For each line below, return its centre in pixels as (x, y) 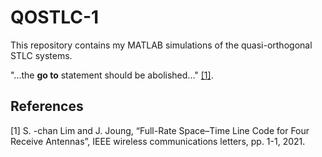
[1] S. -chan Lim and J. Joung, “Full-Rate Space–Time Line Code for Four (160, 130)
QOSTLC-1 (55, 17)
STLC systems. (41, 55)
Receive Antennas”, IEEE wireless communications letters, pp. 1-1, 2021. (158, 141)
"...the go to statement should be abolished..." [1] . (112, 75)
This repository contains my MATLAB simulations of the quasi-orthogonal (161, 45)
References (47, 106)
